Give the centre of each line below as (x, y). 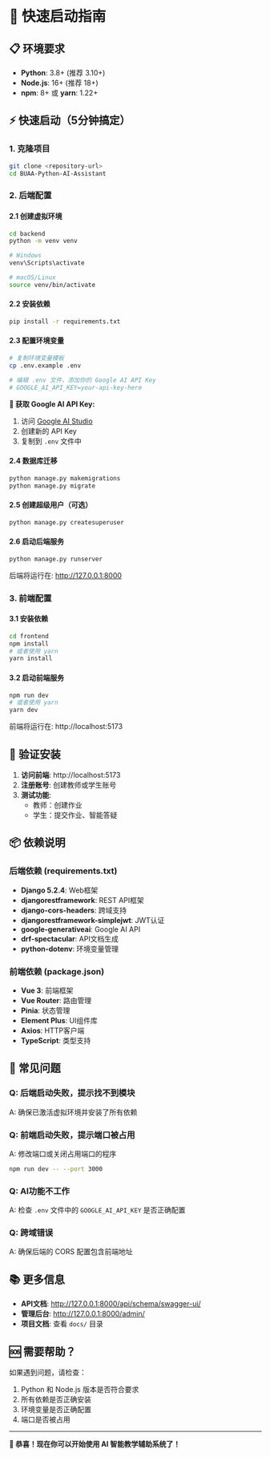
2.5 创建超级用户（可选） (51, 505)
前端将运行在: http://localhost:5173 (66, 726)
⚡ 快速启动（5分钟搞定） (70, 121)
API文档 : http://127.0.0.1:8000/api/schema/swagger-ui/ (111, 1304)
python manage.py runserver (56, 559)
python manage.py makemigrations (65, 478)
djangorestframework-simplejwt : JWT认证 (93, 920)
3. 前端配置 (30, 598)
